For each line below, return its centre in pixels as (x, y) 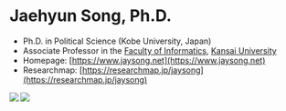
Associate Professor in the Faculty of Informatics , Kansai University (149, 50)
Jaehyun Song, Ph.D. (90, 16)
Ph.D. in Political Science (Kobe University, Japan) (117, 41)
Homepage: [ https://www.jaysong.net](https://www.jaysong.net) (144, 60)
